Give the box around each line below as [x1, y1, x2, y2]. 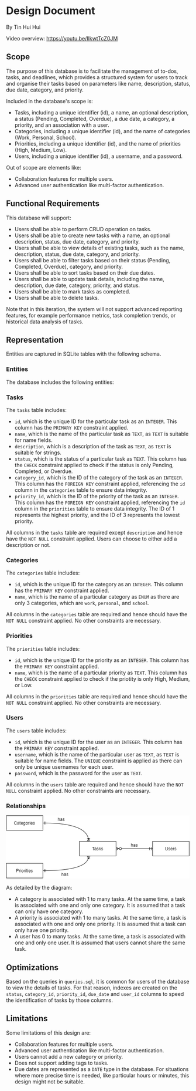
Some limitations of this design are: [6, 1029, 91, 1036]
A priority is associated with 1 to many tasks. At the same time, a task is [14, 914, 187, 921]
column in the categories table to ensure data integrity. [14, 486, 147, 494]
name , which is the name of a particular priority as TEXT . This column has [14, 669, 188, 676]
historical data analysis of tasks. [6, 318, 84, 325]
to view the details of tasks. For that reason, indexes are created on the [6, 984, 177, 991]
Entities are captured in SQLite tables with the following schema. [6, 350, 161, 357]
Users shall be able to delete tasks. [14, 294, 99, 301]
